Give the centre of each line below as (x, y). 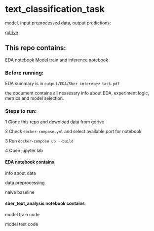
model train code (22, 214)
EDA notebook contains (30, 162)
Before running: (24, 73)
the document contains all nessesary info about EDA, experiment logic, (77, 93)
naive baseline (20, 192)
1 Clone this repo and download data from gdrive (55, 122)
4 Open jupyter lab (24, 151)
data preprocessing (25, 183)
